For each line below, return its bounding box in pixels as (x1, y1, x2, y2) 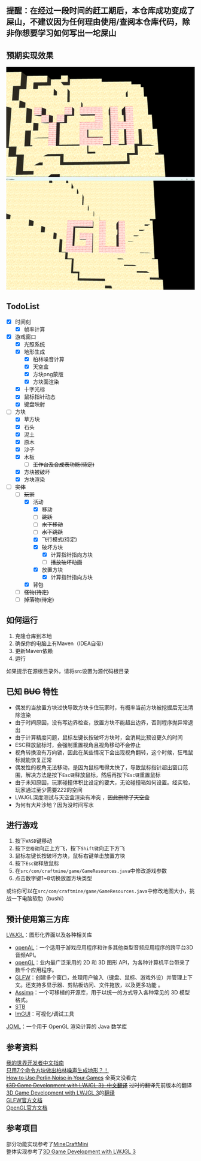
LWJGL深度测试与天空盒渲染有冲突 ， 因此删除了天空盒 (14, 793, 150, 801)
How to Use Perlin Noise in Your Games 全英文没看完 (6, 1074, 136, 1081)
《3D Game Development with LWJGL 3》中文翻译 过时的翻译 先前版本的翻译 (6, 1082, 193, 1089)
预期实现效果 (6, 50, 54, 61)
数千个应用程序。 (14, 966, 57, 973)
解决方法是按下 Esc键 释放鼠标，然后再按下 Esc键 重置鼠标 (25, 771, 161, 778)
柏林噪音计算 (32, 355, 65, 362)
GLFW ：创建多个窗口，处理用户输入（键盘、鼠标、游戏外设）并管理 (14, 974, 182, 981)
